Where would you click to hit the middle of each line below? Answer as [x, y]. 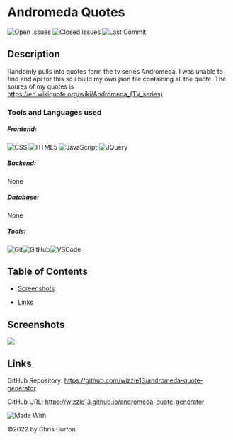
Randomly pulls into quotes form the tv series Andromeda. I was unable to [115, 71]
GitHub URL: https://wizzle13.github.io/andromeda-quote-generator [106, 402]
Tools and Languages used [55, 112]
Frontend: [22, 129]
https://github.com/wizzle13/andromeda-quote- [133, 380]
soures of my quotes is [41, 86]
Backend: [22, 163]
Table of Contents [48, 271]
